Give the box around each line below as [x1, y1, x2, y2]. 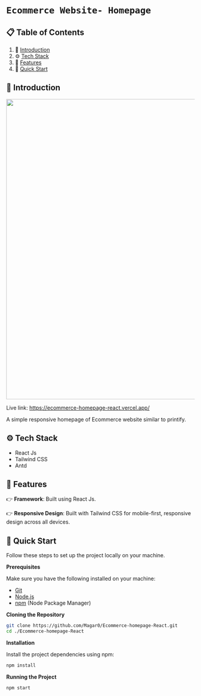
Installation [6, 639, 35, 646]
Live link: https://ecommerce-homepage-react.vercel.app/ [6, 404, 150, 411]
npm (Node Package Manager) [14, 599, 92, 607]
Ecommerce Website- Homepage [6, 5, 151, 16]
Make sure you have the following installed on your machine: [6, 575, 156, 583]
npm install [6, 662, 36, 668]
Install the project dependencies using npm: [6, 651, 115, 658]
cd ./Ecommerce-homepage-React [6, 628, 84, 635]
